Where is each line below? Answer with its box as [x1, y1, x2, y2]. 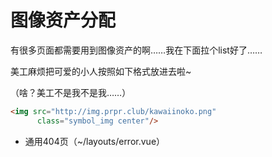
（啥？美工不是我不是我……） [10, 86, 132, 98]
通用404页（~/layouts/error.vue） [24, 135, 166, 147]
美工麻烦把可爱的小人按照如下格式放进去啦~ [10, 65, 192, 77]
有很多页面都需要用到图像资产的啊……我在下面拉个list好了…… [10, 44, 263, 56]
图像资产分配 [10, 9, 117, 32]
